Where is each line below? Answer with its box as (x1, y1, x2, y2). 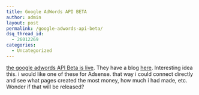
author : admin (6, 14, 42, 20)
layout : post (6, 20, 39, 26)
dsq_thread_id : (6, 31, 44, 37)
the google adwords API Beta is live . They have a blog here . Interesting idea (6, 64, 193, 71)
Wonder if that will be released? (6, 83, 85, 90)
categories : (6, 42, 36, 48)
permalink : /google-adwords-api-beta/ (6, 25, 103, 32)
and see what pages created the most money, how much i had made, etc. (6, 76, 188, 84)
